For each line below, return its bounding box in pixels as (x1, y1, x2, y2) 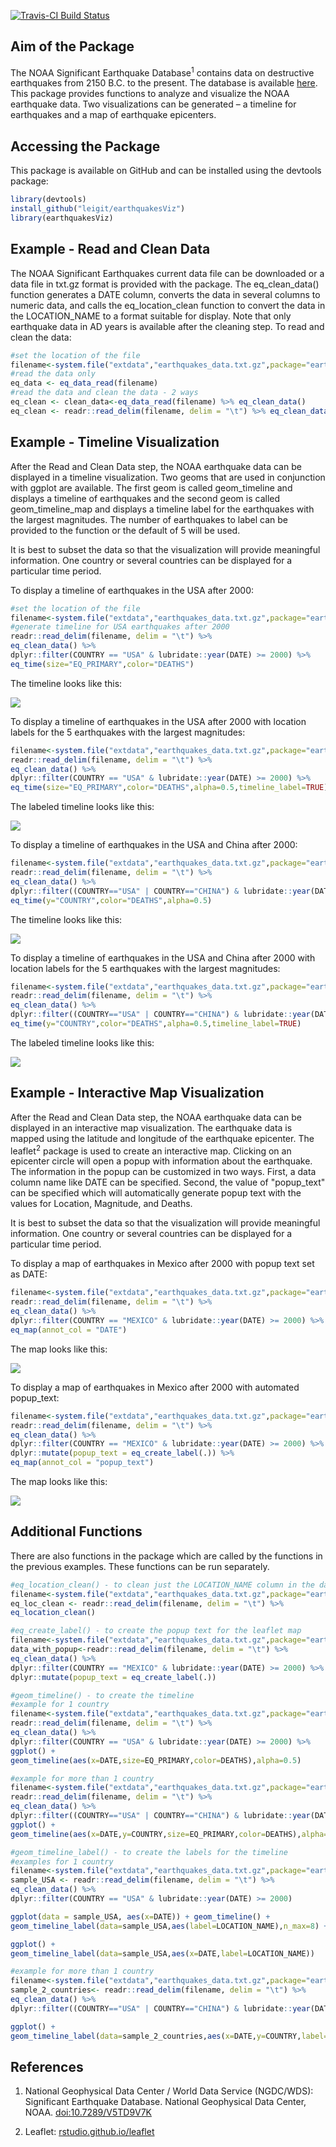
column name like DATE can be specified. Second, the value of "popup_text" (10, 1176, 326, 1189)
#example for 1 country (10, 1700, 110, 1710)
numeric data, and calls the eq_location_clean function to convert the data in (10, 299, 326, 311)
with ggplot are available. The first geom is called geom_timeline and (10, 481, 293, 494)
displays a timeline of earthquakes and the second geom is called (10, 492, 281, 504)
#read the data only (10, 369, 97, 379)
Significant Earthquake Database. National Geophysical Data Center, (24, 2096, 307, 2108)
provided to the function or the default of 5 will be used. (10, 524, 241, 536)
